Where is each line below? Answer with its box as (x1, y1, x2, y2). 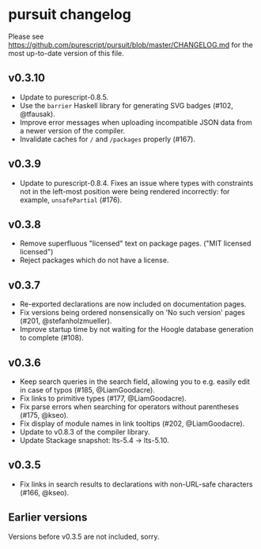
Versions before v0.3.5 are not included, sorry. (8, 532, 160, 541)
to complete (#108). (19, 333, 85, 343)
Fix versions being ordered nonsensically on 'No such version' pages (19, 308, 245, 318)
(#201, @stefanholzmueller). (19, 316, 112, 325)
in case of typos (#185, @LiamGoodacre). (19, 385, 156, 394)
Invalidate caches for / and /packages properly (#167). (19, 134, 196, 144)
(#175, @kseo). (19, 411, 69, 419)
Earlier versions (8, 511, 88, 525)
